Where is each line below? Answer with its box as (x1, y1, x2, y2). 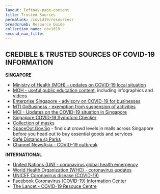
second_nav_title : (5, 31, 44, 36)
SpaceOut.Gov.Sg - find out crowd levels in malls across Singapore (12, 125, 154, 131)
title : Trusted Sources (5, 12, 56, 17)
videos (12, 93, 27, 99)
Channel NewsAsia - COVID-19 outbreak (12, 141, 98, 147)
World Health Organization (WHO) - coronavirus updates (12, 167, 132, 173)
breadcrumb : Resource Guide (5, 21, 65, 27)
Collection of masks (12, 120, 55, 126)
